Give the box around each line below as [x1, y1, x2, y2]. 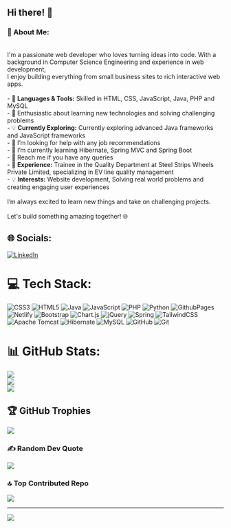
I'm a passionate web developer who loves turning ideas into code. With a [7, 50, 217, 58]
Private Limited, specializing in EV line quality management [7, 168, 174, 176]
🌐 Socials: [7, 232, 52, 244]
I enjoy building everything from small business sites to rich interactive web [7, 72, 221, 80]
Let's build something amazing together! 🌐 [7, 212, 129, 220]
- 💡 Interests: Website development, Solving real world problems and [7, 175, 204, 183]
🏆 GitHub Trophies [7, 405, 91, 417]
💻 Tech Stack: [7, 276, 92, 291]
